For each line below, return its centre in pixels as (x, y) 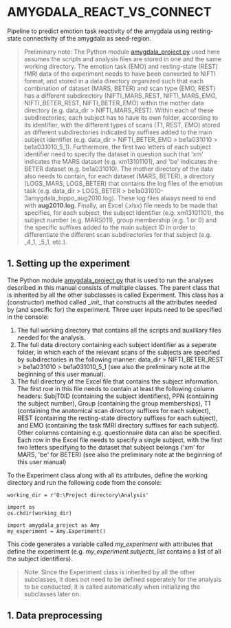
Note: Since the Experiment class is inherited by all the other (109, 572)
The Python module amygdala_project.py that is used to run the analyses (110, 280)
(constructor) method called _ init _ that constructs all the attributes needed (112, 302)
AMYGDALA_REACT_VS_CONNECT (109, 12)
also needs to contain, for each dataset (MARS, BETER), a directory (119, 176)
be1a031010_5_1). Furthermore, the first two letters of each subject (117, 147)
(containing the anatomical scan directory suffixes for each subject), (114, 410)
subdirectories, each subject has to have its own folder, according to (121, 117)
